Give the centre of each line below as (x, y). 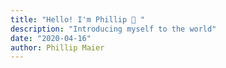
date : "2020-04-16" (51, 38)
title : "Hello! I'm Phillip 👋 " (77, 19)
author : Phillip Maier (57, 47)
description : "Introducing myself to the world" (113, 29)
